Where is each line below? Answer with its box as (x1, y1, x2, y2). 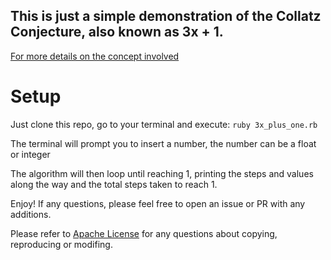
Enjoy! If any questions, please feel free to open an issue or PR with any (10, 197, 306, 209)
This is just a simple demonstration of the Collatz (10, 8, 322, 25)
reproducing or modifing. (10, 238, 113, 250)
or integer (10, 148, 51, 160)
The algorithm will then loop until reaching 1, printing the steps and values (10, 167, 314, 179)
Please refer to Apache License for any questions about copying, (10, 227, 278, 239)
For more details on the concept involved (10, 50, 180, 62)
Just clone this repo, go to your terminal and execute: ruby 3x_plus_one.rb (10, 118, 318, 130)
